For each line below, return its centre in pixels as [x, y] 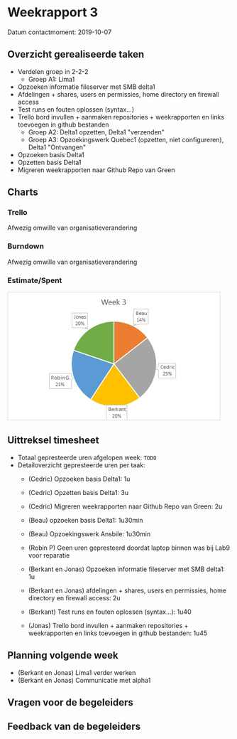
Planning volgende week [63, 655]
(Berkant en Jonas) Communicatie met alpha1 [84, 680]
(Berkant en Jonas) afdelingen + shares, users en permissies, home [127, 590]
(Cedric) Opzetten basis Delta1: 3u [78, 492]
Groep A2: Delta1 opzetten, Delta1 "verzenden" [97, 132]
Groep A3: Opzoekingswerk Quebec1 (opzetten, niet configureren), [126, 139]
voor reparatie [49, 555]
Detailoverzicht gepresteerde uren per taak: [81, 465]
